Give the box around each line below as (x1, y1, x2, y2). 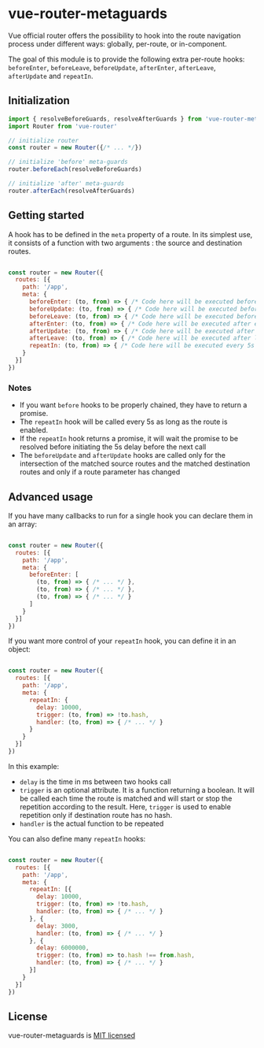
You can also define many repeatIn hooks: (8, 834, 146, 843)
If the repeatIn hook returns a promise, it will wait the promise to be (19, 434, 238, 444)
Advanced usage (8, 490, 93, 504)
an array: (8, 519, 38, 529)
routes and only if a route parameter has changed (19, 467, 181, 477)
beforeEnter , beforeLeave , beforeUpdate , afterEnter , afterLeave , (8, 62, 216, 72)
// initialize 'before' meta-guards (8, 158, 128, 166)
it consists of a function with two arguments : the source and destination (8, 238, 242, 247)
